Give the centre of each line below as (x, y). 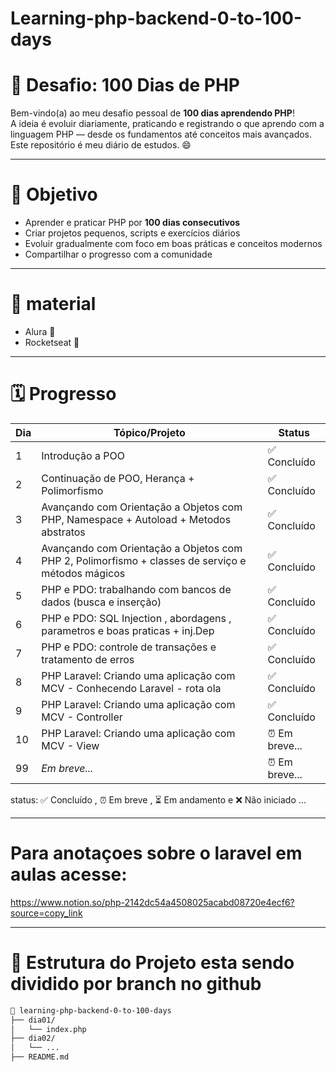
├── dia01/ (33, 1020)
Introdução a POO (83, 455)
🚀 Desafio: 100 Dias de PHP (125, 85)
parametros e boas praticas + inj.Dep (128, 630)
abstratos (63, 532)
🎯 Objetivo (54, 194)
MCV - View (70, 745)
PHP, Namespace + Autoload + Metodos (136, 519)
